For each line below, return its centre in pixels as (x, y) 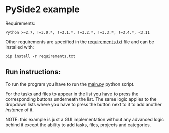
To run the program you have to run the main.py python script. (70, 84)
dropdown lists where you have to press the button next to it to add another (84, 104)
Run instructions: (33, 72)
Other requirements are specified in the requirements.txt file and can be (80, 42)
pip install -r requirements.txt (40, 56)
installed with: (20, 47)
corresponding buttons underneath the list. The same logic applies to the (81, 99)
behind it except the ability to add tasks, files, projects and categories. (78, 125)
